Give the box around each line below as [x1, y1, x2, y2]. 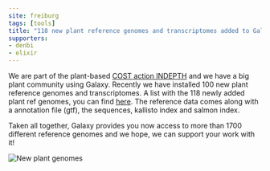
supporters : [8, 34, 48, 43]
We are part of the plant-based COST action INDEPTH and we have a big [8, 71, 250, 80]
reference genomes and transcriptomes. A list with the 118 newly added [8, 88, 245, 97]
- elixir [8, 49, 38, 57]
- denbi [8, 42, 35, 50]
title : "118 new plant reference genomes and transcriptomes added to [8, 26, 250, 35]
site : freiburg [8, 11, 59, 20]
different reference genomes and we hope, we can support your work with [8, 129, 256, 139]
